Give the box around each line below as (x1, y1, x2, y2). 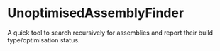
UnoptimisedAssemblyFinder (7, 5, 185, 21)
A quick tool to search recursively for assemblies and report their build (7, 28, 214, 37)
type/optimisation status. (7, 35, 80, 44)
